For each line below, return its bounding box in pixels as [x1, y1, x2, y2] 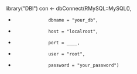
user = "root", [48, 51, 85, 57]
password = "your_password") [48, 62, 119, 68]
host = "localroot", [48, 29, 98, 34]
